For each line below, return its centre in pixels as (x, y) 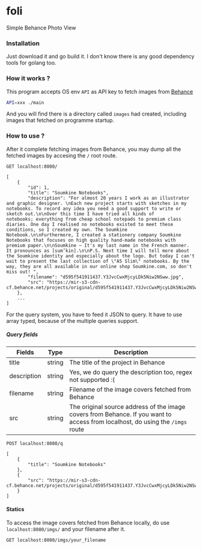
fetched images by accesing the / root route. (62, 155)
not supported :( (92, 379)
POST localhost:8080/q (35, 443)
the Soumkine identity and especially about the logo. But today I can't (101, 256)
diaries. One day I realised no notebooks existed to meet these (90, 224)
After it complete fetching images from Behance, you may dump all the (94, 149)
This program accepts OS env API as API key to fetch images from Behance (100, 91)
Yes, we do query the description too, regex (130, 372)
